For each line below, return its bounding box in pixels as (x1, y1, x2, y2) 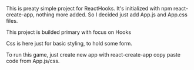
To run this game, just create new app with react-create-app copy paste (6, 51, 181, 58)
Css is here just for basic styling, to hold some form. (6, 40, 132, 47)
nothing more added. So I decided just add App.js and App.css (36, 11, 188, 18)
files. (6, 17, 18, 24)
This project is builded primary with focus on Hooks (6, 29, 131, 36)
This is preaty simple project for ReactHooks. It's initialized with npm (6, 5, 172, 12)
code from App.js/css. (6, 58, 60, 64)
